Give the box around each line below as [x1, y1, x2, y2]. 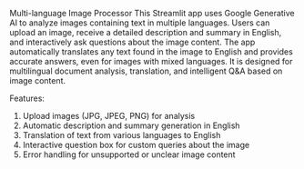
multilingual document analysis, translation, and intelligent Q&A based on [9, 65, 283, 76]
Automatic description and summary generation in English [22, 120, 240, 131]
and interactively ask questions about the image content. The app [9, 36, 256, 47]
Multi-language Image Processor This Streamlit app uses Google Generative [9, 8, 296, 18]
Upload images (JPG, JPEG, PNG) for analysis [22, 111, 196, 121]
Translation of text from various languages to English [22, 130, 221, 140]
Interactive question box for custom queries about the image [22, 140, 250, 150]
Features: [9, 93, 46, 104]
